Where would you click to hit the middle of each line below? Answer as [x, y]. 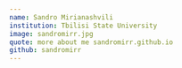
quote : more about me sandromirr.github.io [91, 42]
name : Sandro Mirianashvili [62, 17]
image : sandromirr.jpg [51, 34]
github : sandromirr [45, 50]
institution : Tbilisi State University [83, 26]
